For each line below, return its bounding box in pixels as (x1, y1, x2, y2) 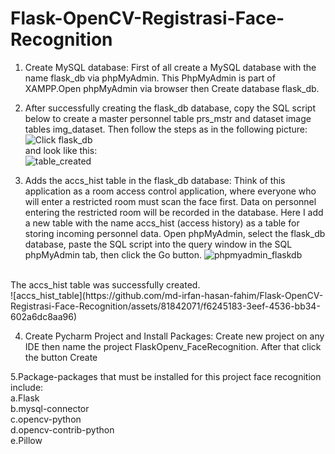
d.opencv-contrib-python (10, 423, 115, 436)
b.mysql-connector (10, 402, 90, 414)
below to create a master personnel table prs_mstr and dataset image (24, 112, 312, 124)
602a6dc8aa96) (10, 310, 78, 322)
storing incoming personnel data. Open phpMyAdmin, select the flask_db (24, 227, 326, 239)
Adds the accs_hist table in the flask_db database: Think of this (24, 174, 286, 186)
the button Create (24, 351, 98, 363)
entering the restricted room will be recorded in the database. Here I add (24, 206, 324, 218)
